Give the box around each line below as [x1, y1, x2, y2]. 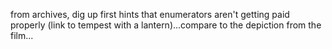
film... [10, 30, 34, 41]
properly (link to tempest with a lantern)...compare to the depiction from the [10, 19, 322, 31]
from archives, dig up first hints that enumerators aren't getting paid [10, 9, 290, 20]
